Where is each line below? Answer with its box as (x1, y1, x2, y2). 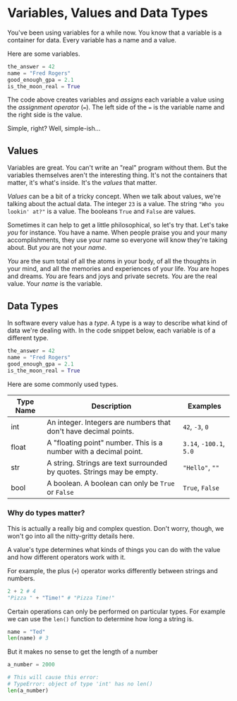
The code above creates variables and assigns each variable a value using (7, 95, 224, 104)
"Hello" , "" (183, 462, 220, 472)
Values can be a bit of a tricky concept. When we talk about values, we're (7, 192, 221, 200)
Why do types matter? (7, 508, 85, 518)
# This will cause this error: (7, 674, 99, 681)
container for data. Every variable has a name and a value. (7, 35, 177, 44)
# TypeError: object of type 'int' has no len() (7, 681, 153, 688)
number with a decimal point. (47, 446, 143, 456)
